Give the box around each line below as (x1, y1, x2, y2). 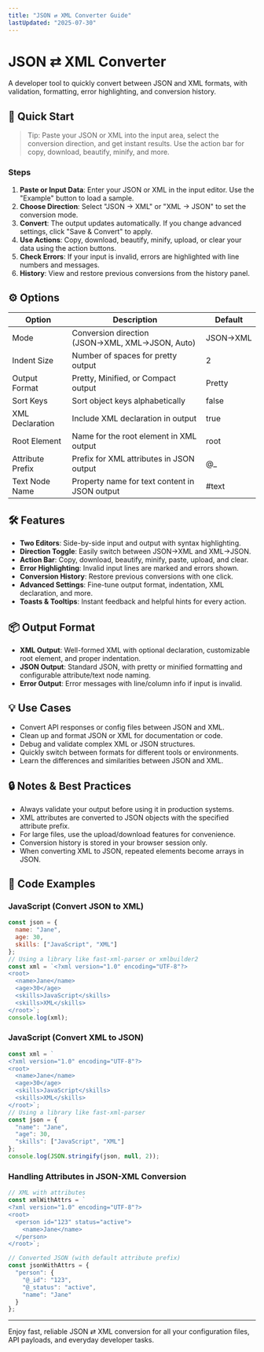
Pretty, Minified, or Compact (71, 373, 177, 384)
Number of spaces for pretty (71, 351, 178, 362)
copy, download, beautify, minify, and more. (27, 147, 170, 157)
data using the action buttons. (19, 243, 116, 252)
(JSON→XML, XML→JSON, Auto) (71, 337, 196, 348)
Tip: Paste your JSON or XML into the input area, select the (27, 130, 219, 140)
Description (112, 314, 158, 325)
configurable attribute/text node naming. (19, 670, 152, 680)
